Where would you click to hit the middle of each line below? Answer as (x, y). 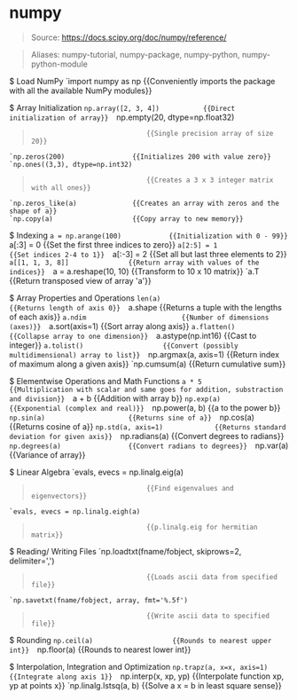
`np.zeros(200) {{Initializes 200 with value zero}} (141, 157)
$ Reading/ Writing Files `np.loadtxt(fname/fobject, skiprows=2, (125, 551)
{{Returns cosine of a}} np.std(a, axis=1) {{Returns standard (148, 426)
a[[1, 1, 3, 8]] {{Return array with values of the (134, 263)
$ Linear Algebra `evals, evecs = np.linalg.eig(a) (97, 472)
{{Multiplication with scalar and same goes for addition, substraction (146, 389)
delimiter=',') (32, 561)
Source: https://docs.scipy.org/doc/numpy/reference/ (129, 37)
